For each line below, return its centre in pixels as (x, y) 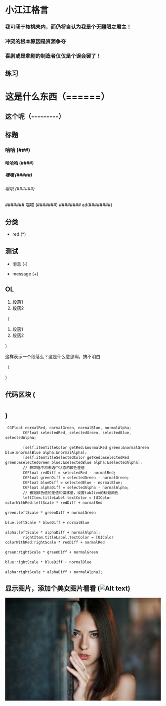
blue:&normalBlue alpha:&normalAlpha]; (46, 452)
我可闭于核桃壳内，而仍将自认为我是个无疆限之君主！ (68, 27)
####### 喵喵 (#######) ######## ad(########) (59, 205)
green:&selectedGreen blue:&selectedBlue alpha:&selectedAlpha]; (74, 462)
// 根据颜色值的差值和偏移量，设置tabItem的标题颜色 (71, 493)
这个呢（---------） (35, 116)
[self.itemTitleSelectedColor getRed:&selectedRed (76, 457)
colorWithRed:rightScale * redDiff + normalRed (55, 542)
